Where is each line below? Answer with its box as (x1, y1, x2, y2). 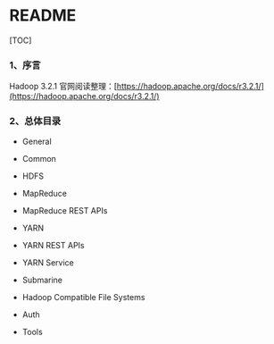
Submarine (21, 274, 62, 285)
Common (21, 153, 56, 164)
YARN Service (21, 256, 74, 268)
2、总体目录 (9, 115, 62, 128)
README (9, 5, 77, 26)
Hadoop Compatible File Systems (21, 291, 145, 302)
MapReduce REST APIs (21, 205, 108, 215)
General (21, 136, 52, 147)
